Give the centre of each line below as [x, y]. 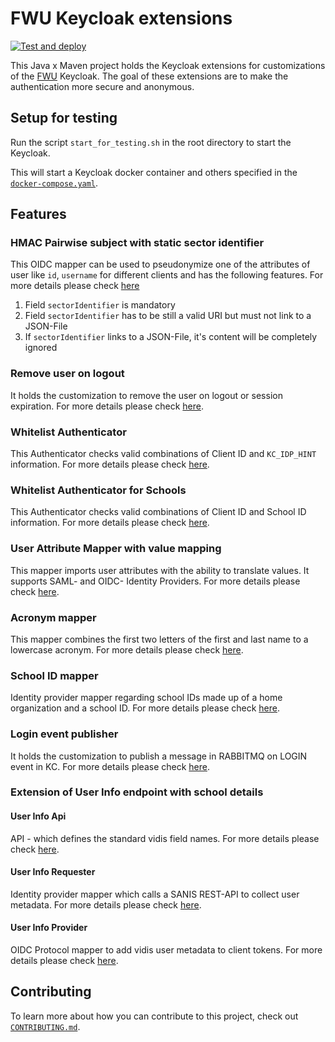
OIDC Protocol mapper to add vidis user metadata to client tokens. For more [166, 950]
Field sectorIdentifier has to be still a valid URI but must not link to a [168, 316]
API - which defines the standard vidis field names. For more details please [165, 838]
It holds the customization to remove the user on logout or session [146, 395]
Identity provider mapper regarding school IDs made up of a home [146, 698]
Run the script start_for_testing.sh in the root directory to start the [151, 142]
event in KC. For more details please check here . [110, 766]
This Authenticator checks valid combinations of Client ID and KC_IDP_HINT [163, 454]
